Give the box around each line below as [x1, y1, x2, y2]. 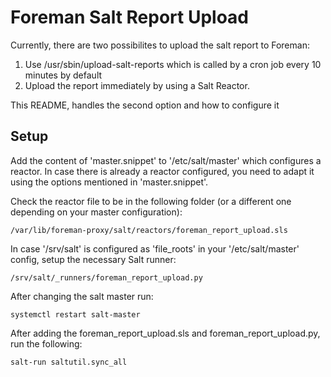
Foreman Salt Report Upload [10, 6, 250, 29]
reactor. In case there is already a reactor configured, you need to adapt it [10, 165, 315, 177]
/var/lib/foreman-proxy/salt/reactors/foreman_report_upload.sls [10, 225, 288, 235]
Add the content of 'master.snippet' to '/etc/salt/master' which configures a [10, 154, 322, 166]
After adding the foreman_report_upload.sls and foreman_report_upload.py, [10, 327, 321, 339]
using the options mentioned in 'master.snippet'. [10, 176, 209, 188]
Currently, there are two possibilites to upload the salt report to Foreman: [10, 39, 310, 51]
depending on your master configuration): [10, 206, 183, 218]
